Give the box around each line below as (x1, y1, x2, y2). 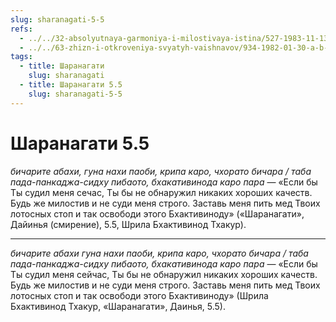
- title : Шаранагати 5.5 (19, 80, 123, 90)
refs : (10, 24, 33, 34)
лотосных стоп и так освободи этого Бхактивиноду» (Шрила (10, 289, 269, 301)
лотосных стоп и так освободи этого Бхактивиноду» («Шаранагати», (10, 207, 305, 220)
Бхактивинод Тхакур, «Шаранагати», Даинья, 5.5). (10, 300, 226, 312)
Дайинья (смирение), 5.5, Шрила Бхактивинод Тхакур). (10, 218, 247, 230)
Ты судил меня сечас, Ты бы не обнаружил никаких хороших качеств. (10, 186, 313, 198)
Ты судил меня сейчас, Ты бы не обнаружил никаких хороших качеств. (10, 268, 318, 280)
